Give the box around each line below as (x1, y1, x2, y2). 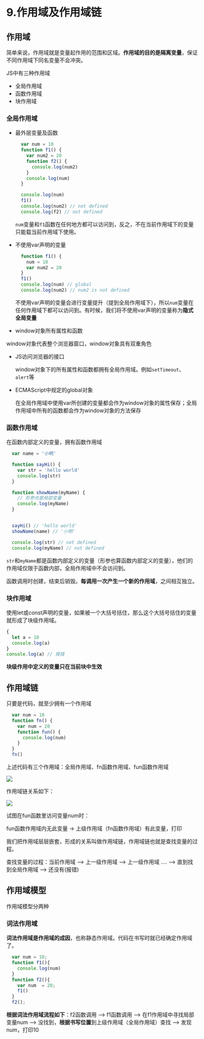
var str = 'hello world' (17, 467, 80, 473)
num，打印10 (6, 1026, 39, 1034)
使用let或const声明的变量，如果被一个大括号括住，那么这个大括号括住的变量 (6, 609, 197, 616)
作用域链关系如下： (6, 788, 55, 795)
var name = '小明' (12, 450, 56, 457)
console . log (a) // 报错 (6, 651, 65, 657)
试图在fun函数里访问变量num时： (6, 812, 90, 820)
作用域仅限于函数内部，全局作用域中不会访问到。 (6, 564, 129, 571)
